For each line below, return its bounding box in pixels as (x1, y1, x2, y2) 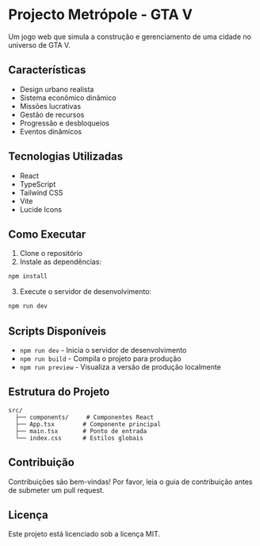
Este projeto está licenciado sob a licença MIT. (8, 529, 161, 539)
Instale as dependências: (19, 257, 101, 267)
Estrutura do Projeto (8, 385, 110, 399)
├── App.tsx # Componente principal (15, 420, 161, 428)
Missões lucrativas (19, 101, 82, 110)
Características (8, 64, 86, 77)
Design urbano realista (19, 84, 94, 94)
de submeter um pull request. (8, 485, 105, 494)
